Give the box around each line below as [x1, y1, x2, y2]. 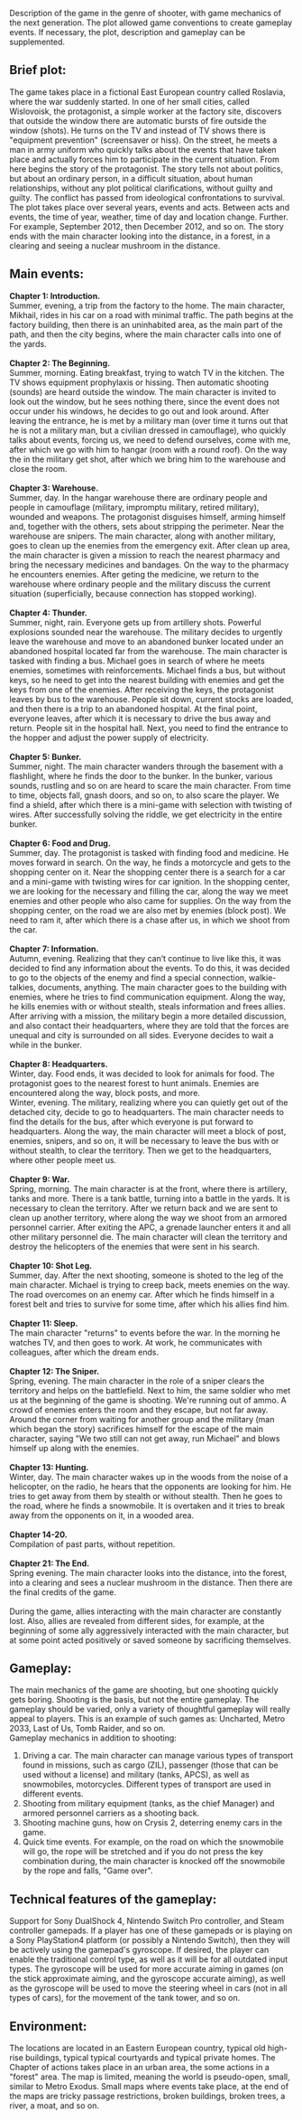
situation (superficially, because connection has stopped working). [9, 587, 257, 599]
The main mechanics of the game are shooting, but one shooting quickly [9, 1684, 279, 1695]
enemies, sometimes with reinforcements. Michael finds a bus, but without [9, 664, 286, 676]
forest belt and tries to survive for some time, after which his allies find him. [9, 1299, 289, 1309]
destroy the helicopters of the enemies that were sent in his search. [9, 1241, 260, 1252]
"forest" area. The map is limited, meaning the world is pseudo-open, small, [9, 2071, 290, 2082]
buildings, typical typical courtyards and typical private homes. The [25, 2052, 276, 2063]
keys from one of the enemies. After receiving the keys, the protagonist [9, 684, 274, 695]
